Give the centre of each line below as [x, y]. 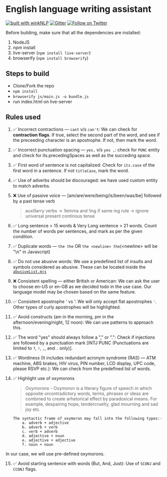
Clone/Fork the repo [33, 86]
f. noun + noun [38, 444]
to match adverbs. [32, 186]
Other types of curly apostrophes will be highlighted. [67, 307]
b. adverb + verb [40, 427]
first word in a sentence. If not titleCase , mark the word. [71, 171]
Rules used [23, 117]
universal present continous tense [60, 216]
